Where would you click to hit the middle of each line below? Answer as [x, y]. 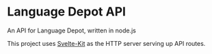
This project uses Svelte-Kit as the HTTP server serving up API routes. [106, 43]
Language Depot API [67, 12]
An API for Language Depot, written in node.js [72, 30]
